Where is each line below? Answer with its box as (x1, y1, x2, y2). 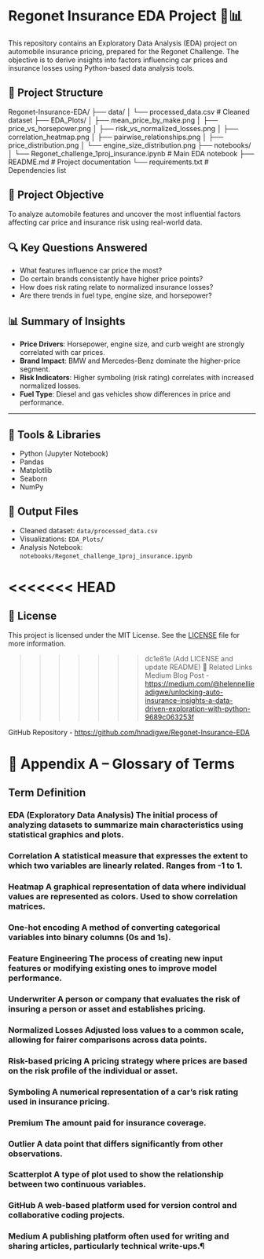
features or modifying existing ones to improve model (8, 963, 218, 973)
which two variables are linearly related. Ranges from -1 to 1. (8, 860, 244, 871)
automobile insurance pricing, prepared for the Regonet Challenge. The (8, 46, 240, 56)
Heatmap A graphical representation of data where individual (8, 881, 247, 892)
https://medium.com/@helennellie (145, 679, 255, 688)
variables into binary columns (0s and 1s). (8, 932, 171, 943)
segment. (19, 364, 51, 374)
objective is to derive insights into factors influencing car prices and (8, 55, 228, 64)
